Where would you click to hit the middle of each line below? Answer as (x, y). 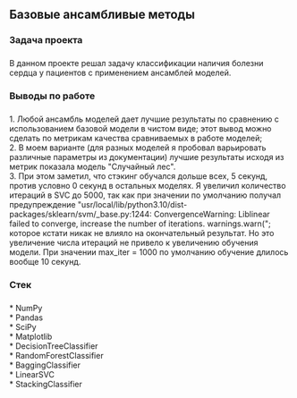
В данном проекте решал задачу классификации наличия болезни (136, 64)
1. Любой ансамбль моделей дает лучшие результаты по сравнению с (144, 119)
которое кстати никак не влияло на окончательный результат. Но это (142, 233)
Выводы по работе (52, 96)
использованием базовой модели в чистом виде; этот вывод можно (140, 129)
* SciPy (23, 326)
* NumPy (26, 308)
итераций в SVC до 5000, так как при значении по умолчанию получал (145, 195)
